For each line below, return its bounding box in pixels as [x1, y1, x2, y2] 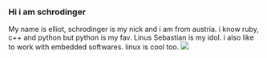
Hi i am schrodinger [8, 6, 87, 17]
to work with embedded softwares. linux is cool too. [8, 42, 180, 52]
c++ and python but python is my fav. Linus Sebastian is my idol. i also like [8, 33, 254, 42]
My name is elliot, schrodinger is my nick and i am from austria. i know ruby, [8, 25, 259, 34]
